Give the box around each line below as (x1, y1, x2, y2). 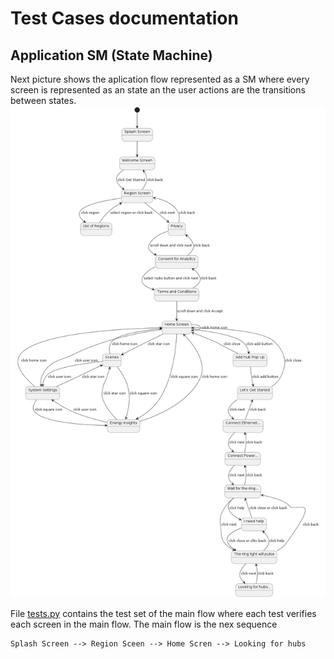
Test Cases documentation (10, 7, 239, 30)
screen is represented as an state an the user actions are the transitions (10, 84, 306, 96)
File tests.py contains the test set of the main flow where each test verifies (10, 607, 317, 619)
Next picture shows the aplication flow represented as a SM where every (10, 73, 310, 85)
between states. (10, 95, 77, 106)
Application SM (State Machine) (10, 47, 213, 64)
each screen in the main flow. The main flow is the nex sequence (10, 618, 278, 630)
